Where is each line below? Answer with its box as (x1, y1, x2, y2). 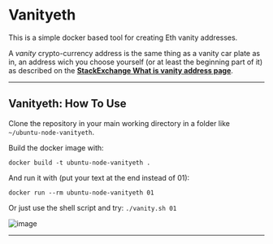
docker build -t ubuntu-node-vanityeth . (8, 159, 151, 167)
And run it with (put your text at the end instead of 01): (8, 172, 190, 182)
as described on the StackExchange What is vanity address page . (8, 65, 234, 75)
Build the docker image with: (8, 142, 104, 152)
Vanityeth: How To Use (8, 97, 128, 111)
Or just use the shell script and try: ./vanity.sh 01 (8, 203, 177, 212)
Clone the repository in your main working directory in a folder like (8, 118, 230, 128)
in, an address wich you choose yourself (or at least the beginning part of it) (8, 57, 263, 67)
